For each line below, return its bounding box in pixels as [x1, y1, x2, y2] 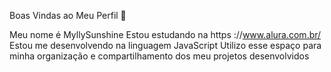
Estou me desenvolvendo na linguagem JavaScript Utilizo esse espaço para [9, 40, 322, 51]
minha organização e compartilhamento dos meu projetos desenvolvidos [9, 50, 310, 62]
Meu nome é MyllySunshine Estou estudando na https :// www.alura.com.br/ [9, 29, 322, 40]
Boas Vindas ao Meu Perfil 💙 [9, 10, 127, 21]
